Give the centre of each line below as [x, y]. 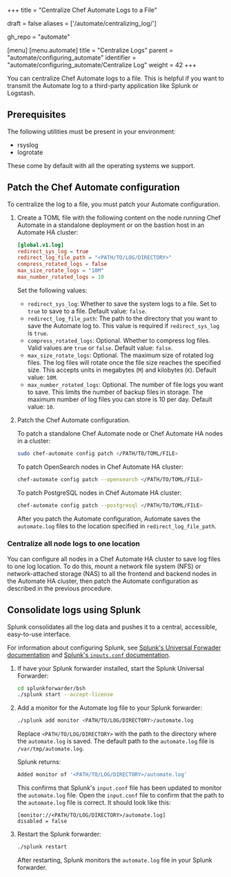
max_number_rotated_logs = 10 [61, 277]
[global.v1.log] [40, 245]
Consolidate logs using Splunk [74, 610]
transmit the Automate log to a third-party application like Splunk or [103, 85]
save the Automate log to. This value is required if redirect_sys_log [123, 325]
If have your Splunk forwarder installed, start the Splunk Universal [111, 668]
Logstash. [21, 93]
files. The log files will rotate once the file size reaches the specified [124, 362]
